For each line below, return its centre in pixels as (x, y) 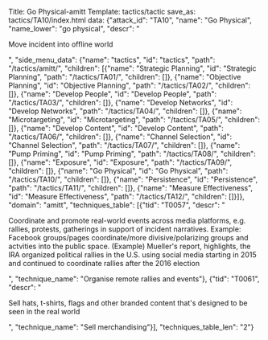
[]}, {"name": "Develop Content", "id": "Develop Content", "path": (116, 128)
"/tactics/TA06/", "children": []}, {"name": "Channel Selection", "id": (120, 137)
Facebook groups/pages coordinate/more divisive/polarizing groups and (128, 238)
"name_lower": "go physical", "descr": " (74, 29)
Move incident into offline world (61, 44)
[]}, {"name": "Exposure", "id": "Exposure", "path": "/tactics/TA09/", (120, 162)
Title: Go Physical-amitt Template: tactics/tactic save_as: (102, 12)
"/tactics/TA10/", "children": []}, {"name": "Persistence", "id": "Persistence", (133, 179)
